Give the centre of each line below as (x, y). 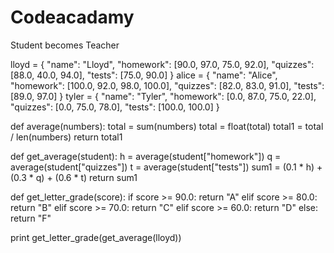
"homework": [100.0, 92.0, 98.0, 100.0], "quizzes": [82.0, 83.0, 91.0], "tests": (167, 85)
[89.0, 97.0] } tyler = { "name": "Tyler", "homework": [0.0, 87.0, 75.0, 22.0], (163, 96)
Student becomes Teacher (65, 45)
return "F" (31, 218)
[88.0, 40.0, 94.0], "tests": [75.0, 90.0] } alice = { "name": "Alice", (144, 75)
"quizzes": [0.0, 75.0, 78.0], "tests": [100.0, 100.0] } (115, 107)
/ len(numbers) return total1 (66, 137)
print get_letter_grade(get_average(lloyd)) (96, 237)
